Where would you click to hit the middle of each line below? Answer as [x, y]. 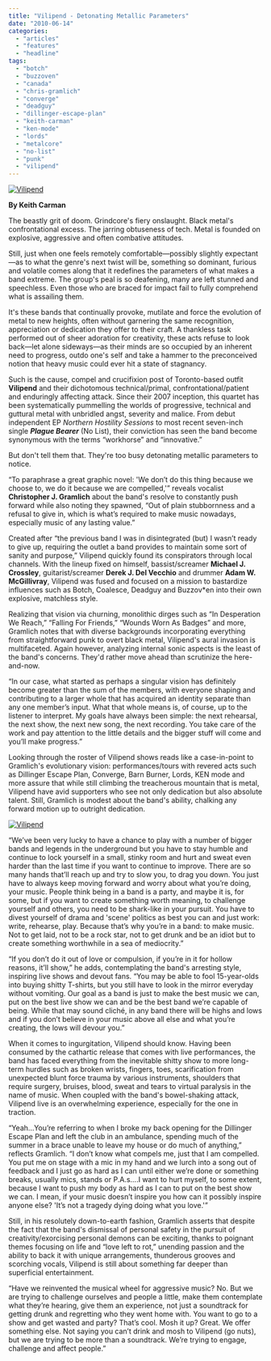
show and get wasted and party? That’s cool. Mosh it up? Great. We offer [130, 1323]
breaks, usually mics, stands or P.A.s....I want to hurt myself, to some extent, [135, 1180]
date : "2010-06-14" [41, 23]
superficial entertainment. [51, 1273]
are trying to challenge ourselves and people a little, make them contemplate [135, 1297]
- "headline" [38, 53]
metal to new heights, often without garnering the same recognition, [121, 321]
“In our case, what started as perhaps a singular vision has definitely [122, 681]
